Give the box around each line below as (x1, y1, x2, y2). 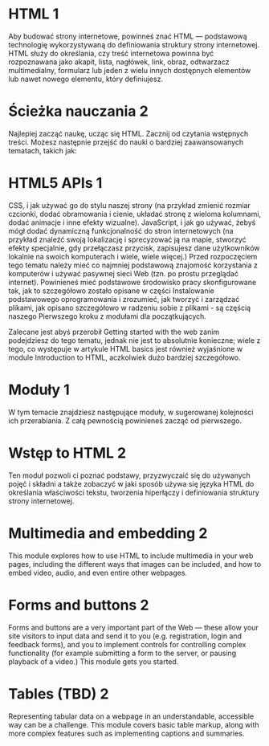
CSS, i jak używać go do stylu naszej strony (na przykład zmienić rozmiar (8, 200, 251, 210)
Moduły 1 (8, 381, 70, 398)
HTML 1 (8, 5, 59, 23)
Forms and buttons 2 (8, 596, 149, 614)
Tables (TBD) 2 (8, 684, 109, 703)
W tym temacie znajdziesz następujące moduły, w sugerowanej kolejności (8, 407, 254, 417)
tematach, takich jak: (8, 145, 78, 155)
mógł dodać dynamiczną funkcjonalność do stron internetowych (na (8, 226, 234, 235)
